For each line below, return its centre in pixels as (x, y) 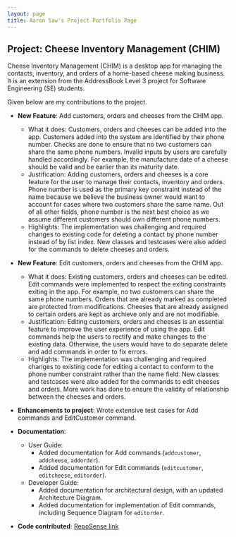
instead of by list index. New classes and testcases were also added (127, 242)
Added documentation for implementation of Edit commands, (127, 505)
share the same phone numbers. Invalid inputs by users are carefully (128, 152)
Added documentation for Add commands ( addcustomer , (120, 453)
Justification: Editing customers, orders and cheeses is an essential (126, 322)
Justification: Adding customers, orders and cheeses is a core (118, 174)
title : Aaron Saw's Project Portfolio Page (72, 20)
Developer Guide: (53, 483)
